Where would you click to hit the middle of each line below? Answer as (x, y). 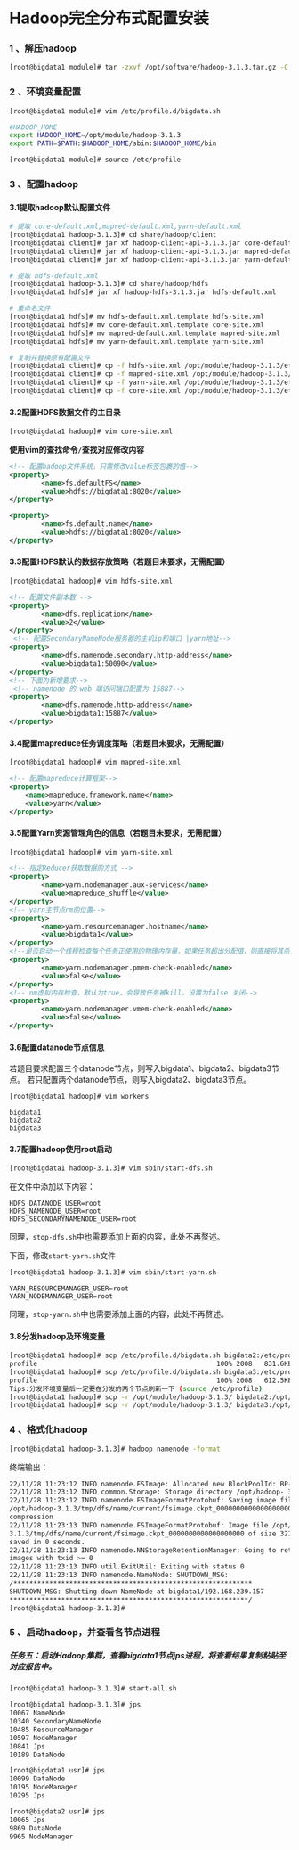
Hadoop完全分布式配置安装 (109, 18)
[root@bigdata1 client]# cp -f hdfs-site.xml (95, 366)
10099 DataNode (37, 1779)
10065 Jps (28, 1820)
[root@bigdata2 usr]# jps (57, 1811)
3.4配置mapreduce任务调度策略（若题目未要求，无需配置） (119, 743)
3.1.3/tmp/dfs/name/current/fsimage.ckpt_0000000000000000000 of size (143, 1534)
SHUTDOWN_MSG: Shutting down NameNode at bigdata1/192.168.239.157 (137, 1592)
